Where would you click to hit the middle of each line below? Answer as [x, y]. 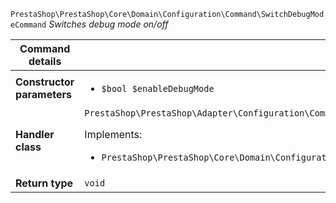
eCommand [28, 25]
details [45, 61]
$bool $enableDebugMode [158, 88]
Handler [35, 134]
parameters [43, 94]
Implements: [113, 134]
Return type [44, 183]
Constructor [45, 82]
